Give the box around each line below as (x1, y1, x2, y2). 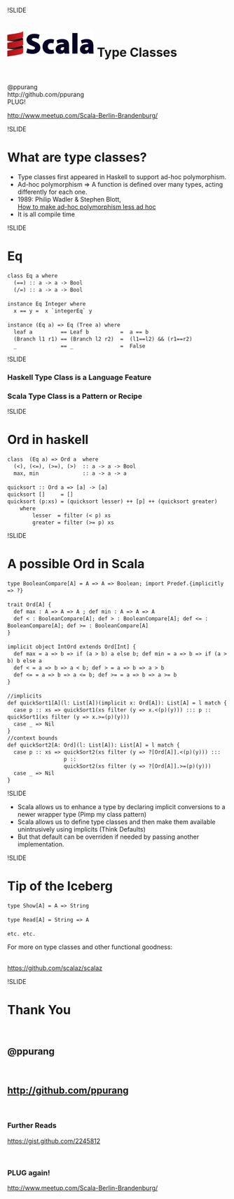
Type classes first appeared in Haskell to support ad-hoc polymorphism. (17, 172, 226, 181)
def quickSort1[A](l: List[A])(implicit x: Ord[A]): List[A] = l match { (7, 699, 228, 707)
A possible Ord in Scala (7, 556, 145, 572)
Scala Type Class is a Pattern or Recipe (7, 391, 142, 401)
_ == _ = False (13, 342, 146, 350)
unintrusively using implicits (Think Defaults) (17, 825, 146, 833)
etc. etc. (7, 930, 36, 937)
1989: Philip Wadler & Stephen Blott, (17, 195, 121, 203)
